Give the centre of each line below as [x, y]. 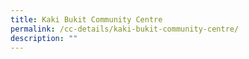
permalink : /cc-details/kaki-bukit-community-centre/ [125, 29]
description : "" [44, 38]
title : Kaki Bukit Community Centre [86, 19]
